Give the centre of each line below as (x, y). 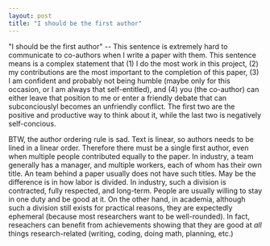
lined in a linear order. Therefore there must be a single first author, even (129, 148)
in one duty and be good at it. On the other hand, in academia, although (127, 199)
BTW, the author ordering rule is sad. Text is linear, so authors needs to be (131, 139)
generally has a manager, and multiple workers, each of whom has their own (135, 165)
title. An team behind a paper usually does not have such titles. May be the (132, 173)
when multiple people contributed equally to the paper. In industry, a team (131, 156)
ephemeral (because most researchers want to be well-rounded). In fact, (129, 216)
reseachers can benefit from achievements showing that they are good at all (135, 225)
